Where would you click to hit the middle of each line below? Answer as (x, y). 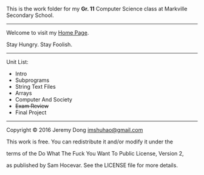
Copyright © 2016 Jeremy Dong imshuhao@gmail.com (75, 130)
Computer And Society (44, 99)
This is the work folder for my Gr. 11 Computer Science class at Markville (97, 9)
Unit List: (17, 62)
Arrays (23, 93)
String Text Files (35, 87)
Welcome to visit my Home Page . (48, 33)
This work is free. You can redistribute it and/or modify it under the (90, 142)
